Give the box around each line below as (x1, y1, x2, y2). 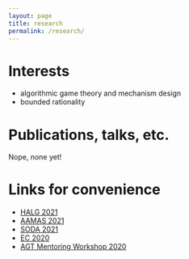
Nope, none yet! (8, 152, 62, 162)
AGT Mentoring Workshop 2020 (19, 242, 127, 252)
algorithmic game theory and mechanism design (19, 88, 182, 98)
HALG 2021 (19, 207, 58, 217)
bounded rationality (19, 97, 86, 107)
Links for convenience (8, 180, 161, 199)
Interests (8, 62, 70, 80)
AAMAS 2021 (19, 216, 65, 226)
